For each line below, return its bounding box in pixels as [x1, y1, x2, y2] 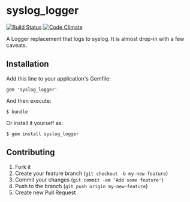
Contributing [6, 147, 55, 158]
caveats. [6, 41, 28, 49]
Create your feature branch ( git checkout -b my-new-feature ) [14, 170, 168, 177]
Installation [6, 59, 49, 69]
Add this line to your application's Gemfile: [6, 75, 111, 82]
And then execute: [6, 97, 52, 104]
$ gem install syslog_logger [6, 130, 79, 137]
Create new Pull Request [14, 189, 76, 196]
